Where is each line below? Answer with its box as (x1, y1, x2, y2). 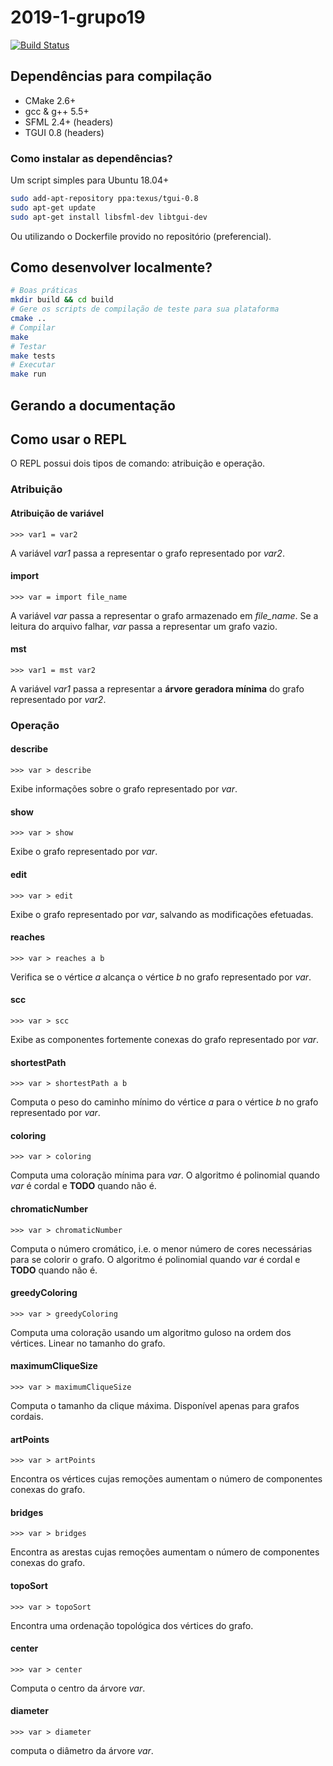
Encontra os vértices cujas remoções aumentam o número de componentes (10, 1473, 323, 1485)
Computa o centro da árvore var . (10, 1682, 146, 1694)
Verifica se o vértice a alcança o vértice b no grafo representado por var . (10, 971, 312, 983)
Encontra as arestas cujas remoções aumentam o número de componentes (10, 1546, 320, 1558)
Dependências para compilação (10, 68, 213, 85)
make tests (10, 351, 56, 361)
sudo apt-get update (10, 202, 97, 213)
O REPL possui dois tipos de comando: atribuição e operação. (10, 457, 266, 470)
